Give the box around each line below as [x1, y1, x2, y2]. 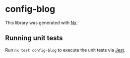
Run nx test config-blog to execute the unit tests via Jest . [5, 47, 126, 53]
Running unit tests [5, 34, 63, 42]
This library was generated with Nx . [5, 20, 78, 26]
